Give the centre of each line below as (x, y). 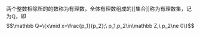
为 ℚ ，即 (16, 16)
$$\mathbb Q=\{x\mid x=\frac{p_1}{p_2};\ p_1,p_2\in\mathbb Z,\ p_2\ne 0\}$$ (100, 26)
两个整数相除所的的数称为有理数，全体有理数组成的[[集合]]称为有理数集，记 (99, 9)
